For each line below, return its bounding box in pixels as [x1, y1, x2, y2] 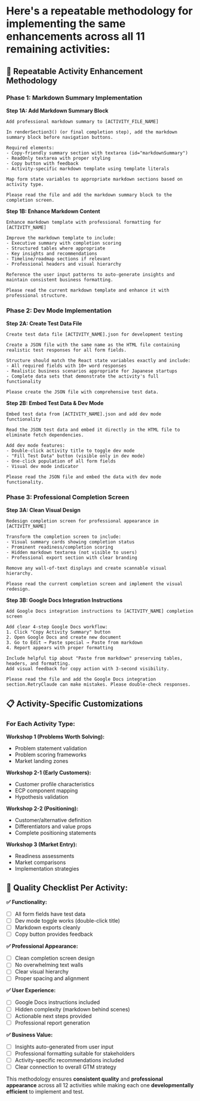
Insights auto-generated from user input [14, 1043, 114, 1050]
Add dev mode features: [6, 443, 66, 449]
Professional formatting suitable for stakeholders [14, 1050, 136, 1057]
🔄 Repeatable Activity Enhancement [6, 66, 143, 76]
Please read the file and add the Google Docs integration [6, 676, 156, 683]
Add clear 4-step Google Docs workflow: [6, 624, 109, 630]
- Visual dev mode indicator [6, 464, 79, 470]
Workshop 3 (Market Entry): [6, 841, 78, 848]
